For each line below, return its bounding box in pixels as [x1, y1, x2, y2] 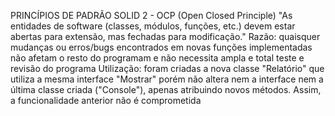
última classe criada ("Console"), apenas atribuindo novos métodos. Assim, [10, 84, 322, 95]
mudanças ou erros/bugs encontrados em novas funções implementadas [10, 41, 313, 53]
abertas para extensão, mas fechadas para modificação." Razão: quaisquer [10, 31, 321, 42]
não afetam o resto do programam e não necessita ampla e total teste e [10, 52, 305, 64]
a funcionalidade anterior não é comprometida [10, 95, 202, 106]
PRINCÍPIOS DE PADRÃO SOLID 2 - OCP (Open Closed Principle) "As [10, 10, 293, 21]
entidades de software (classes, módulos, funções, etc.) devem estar [10, 20, 296, 32]
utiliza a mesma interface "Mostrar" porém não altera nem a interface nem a [10, 73, 324, 85]
